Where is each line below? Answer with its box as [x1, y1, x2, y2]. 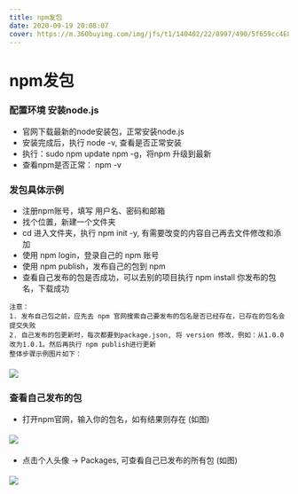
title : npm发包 [9, 12, 63, 22]
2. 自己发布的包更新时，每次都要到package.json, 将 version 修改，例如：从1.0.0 [9, 331, 285, 340]
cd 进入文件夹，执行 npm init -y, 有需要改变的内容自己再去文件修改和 [21, 228, 274, 239]
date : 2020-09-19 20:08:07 [9, 21, 109, 30]
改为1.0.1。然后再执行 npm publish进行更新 [9, 341, 157, 349]
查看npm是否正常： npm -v [21, 159, 122, 169]
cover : [9, 29, 34, 38]
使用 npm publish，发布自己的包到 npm [21, 261, 166, 271]
